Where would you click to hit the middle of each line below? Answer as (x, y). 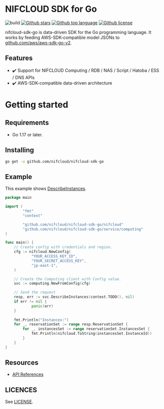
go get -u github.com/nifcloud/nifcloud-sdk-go (55, 161)
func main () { (20, 243)
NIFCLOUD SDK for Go (51, 9)
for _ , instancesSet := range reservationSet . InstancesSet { (86, 329)
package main (18, 198)
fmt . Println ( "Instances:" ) (41, 320)
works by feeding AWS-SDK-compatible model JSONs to (62, 37)
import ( (14, 207)
